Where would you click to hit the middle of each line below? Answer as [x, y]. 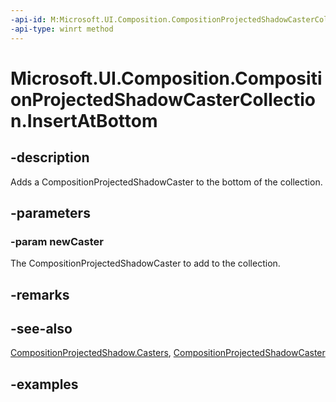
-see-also [41, 328]
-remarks [40, 294]
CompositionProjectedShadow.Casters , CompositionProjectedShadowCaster [168, 353]
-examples [44, 384]
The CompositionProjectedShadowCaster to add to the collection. [145, 263]
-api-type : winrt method [62, 29]
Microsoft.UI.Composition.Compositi [166, 78]
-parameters [50, 212]
